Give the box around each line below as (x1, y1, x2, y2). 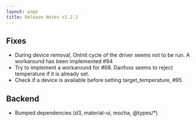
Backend (6, 94, 40, 104)
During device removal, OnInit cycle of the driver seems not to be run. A (14, 51, 191, 59)
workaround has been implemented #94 (14, 58, 113, 65)
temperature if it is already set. (14, 70, 90, 77)
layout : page (6, 8, 38, 15)
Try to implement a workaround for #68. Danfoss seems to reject (14, 64, 173, 71)
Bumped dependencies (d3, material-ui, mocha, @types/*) (14, 110, 158, 117)
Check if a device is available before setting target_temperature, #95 (14, 77, 182, 84)
